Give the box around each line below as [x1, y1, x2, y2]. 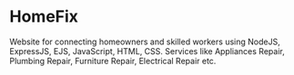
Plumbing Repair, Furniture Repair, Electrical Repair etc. [9, 55, 217, 66]
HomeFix [9, 6, 79, 27]
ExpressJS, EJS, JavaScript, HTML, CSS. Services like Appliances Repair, [9, 45, 285, 56]
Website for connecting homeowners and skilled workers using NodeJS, [9, 36, 280, 47]
